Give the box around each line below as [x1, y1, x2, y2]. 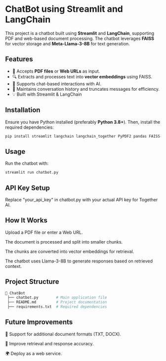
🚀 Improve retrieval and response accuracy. [5, 340, 94, 346]
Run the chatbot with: [5, 160, 49, 166]
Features [5, 55, 33, 64]
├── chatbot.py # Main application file [7, 295, 107, 300]
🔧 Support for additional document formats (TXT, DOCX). [5, 331, 121, 337]
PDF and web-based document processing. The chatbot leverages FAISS [5, 36, 155, 41]
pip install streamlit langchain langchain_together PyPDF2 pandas [5, 134, 147, 139]
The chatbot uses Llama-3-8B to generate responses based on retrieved [5, 258, 153, 264]
